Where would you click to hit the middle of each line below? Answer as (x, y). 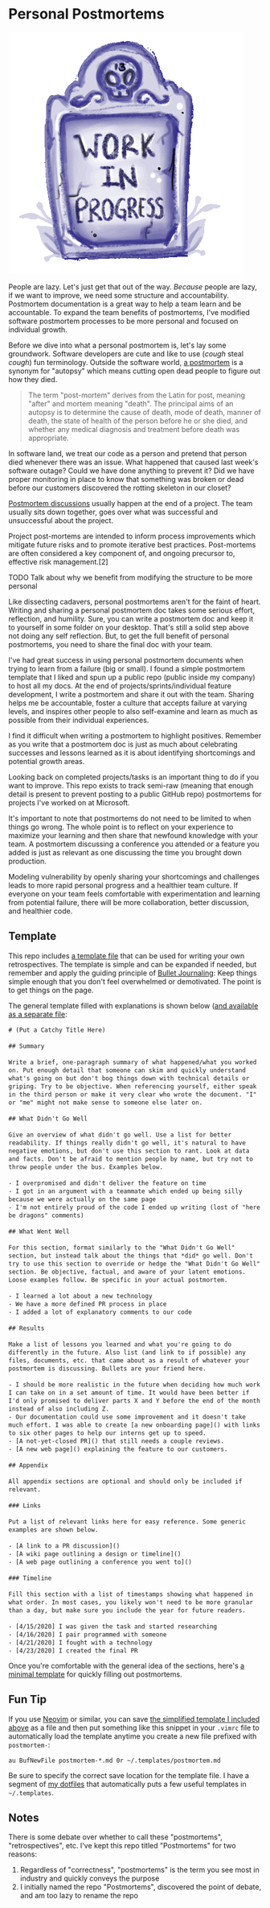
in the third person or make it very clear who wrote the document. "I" (133, 1094)
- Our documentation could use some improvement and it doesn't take (127, 1417)
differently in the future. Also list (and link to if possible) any (127, 1352)
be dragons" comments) (46, 1215)
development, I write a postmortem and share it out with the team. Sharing (131, 694)
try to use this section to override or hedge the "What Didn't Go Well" (135, 1264)
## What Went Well (39, 1231)
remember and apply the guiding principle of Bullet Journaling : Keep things (133, 973)
